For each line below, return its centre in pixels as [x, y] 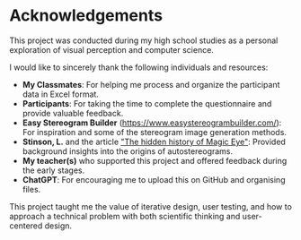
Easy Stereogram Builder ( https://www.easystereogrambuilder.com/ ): [152, 123]
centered [26, 226]
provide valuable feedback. [73, 113]
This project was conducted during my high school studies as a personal [144, 40]
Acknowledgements [86, 16]
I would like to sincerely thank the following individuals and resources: [139, 67]
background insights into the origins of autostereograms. [128, 151]
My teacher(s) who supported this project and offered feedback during [155, 160]
